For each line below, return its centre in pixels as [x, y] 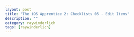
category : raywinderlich [30, 23]
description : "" [21, 18]
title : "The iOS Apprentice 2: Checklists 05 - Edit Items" [67, 14]
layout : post [18, 9]
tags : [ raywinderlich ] [28, 27]
